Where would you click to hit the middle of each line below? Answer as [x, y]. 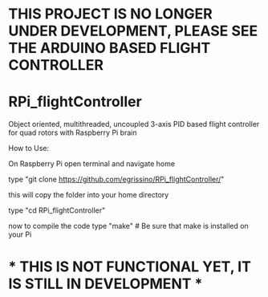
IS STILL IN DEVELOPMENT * [106, 284]
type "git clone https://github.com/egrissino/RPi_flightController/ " [116, 179]
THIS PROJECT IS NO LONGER [110, 14]
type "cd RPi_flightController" [57, 210]
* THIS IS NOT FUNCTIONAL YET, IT [130, 267]
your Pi [20, 234]
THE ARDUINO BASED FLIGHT [110, 48]
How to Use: [29, 148]
